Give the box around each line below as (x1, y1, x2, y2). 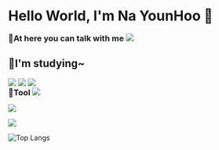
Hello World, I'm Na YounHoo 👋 (8, 7, 214, 25)
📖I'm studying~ (8, 57, 85, 70)
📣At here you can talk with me (8, 33, 124, 44)
